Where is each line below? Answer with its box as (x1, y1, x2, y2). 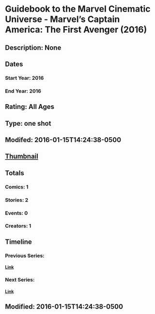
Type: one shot (5, 119, 51, 128)
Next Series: (5, 277, 35, 283)
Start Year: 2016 (5, 74, 44, 81)
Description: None (5, 43, 62, 52)
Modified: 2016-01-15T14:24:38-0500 (5, 303, 124, 311)
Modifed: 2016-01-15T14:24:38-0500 (5, 135, 122, 144)
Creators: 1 (5, 222, 31, 229)
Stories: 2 (5, 196, 29, 203)
